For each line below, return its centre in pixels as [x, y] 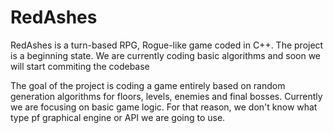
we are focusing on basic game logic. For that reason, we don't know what [164, 107]
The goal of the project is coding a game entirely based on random [148, 85]
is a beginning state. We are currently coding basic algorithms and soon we [166, 55]
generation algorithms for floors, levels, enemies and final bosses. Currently [166, 96]
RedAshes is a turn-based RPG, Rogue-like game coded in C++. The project [167, 45]
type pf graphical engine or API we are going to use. [118, 117]
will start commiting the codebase [80, 66]
